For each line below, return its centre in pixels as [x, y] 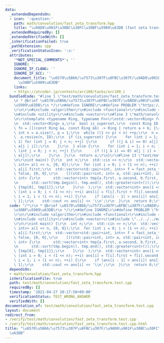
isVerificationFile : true [36, 278]
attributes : [22, 55]
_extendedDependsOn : [30, 14]
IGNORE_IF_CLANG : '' [35, 69]
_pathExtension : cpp [30, 46]
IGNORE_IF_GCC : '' [32, 73]
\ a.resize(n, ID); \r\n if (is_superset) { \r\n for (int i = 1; [86, 137]
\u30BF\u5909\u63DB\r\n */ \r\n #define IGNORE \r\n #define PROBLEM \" [85, 210]
